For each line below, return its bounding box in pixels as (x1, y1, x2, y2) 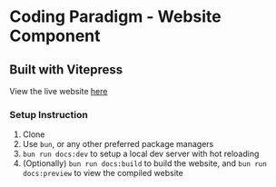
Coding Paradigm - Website (9, 6, 222, 27)
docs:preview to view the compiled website (22, 168, 183, 179)
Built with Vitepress (9, 62, 123, 77)
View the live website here (9, 86, 108, 96)
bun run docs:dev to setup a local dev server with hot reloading (22, 148, 260, 160)
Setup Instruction (9, 108, 88, 121)
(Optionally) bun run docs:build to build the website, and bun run (22, 158, 268, 169)
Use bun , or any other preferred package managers (22, 139, 214, 150)
